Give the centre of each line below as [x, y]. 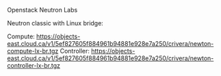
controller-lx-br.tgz [34, 65]
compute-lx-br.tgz [33, 51]
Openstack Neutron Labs [42, 10]
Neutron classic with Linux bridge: [55, 23]
